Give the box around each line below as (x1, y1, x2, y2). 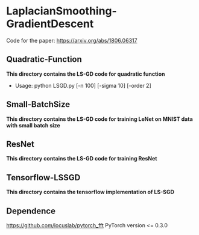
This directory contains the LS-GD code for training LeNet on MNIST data (6, 115, 193, 123)
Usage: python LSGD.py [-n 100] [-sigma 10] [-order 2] (14, 82, 152, 89)
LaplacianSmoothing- (6, 4, 118, 18)
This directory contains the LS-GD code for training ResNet (6, 155, 157, 162)
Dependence (6, 206, 56, 216)
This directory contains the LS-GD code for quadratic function (6, 70, 165, 78)
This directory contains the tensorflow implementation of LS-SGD (6, 188, 175, 196)
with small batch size (6, 121, 60, 129)
